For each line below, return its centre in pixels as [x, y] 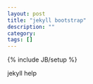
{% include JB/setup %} [42, 59]
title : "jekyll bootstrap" [47, 20]
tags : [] [20, 40]
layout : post [26, 14]
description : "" [31, 27]
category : [22, 33]
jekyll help [22, 73]
